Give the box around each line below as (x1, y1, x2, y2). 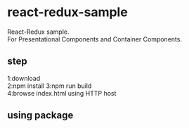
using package (7, 110, 74, 122)
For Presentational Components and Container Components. (7, 34, 183, 43)
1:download (7, 74, 41, 82)
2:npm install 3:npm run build (7, 82, 92, 90)
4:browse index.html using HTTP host (7, 89, 117, 97)
